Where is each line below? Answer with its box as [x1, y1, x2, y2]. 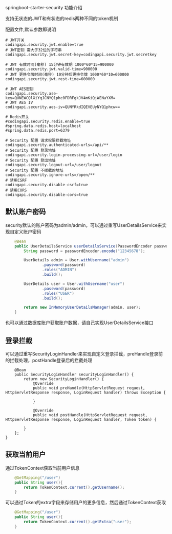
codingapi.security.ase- [5, 91, 58, 96]
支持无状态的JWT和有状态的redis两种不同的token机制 [5, 15, 119, 22]
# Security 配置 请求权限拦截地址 [5, 138, 71, 143]
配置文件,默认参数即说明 [5, 26, 56, 32]
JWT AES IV [10, 100, 33, 105]
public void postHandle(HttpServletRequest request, [32, 413, 147, 418]
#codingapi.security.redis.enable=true [5, 119, 91, 124]
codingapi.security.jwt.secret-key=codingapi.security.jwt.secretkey [5, 52, 157, 57]
